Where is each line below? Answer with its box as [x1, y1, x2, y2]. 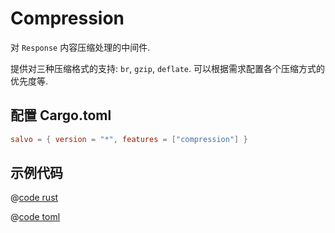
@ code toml [10, 211, 61, 223]
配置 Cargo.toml [10, 107, 112, 124]
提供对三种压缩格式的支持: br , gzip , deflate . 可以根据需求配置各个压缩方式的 [10, 62, 326, 74]
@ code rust [10, 192, 59, 204]
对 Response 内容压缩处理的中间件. [10, 41, 151, 53]
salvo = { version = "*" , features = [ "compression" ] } [10, 134, 248, 144]
